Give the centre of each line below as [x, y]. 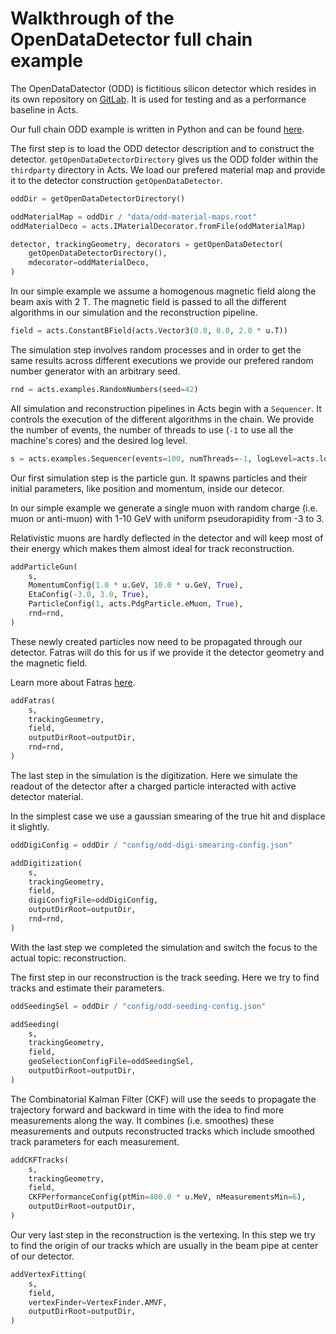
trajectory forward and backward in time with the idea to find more [147, 1109]
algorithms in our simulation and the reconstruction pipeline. [134, 313]
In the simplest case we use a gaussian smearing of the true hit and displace [168, 816]
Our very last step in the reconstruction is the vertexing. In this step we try [163, 1234]
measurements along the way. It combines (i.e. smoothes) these [142, 1120]
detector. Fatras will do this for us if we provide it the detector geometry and [167, 652]
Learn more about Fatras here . [73, 682]
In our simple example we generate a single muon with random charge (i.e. [164, 508]
